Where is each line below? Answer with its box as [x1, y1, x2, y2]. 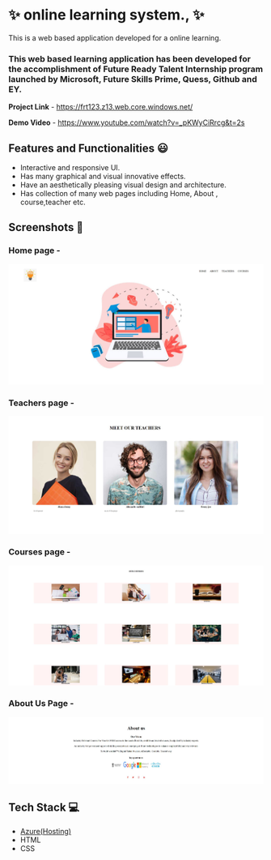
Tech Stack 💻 [8, 801, 80, 815]
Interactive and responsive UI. [19, 163, 121, 173]
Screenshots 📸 [8, 220, 84, 234]
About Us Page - [8, 698, 74, 709]
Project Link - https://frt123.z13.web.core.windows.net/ [8, 102, 193, 112]
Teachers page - [8, 397, 74, 409]
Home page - [8, 245, 61, 256]
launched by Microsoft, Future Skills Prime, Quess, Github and [8, 73, 257, 84]
